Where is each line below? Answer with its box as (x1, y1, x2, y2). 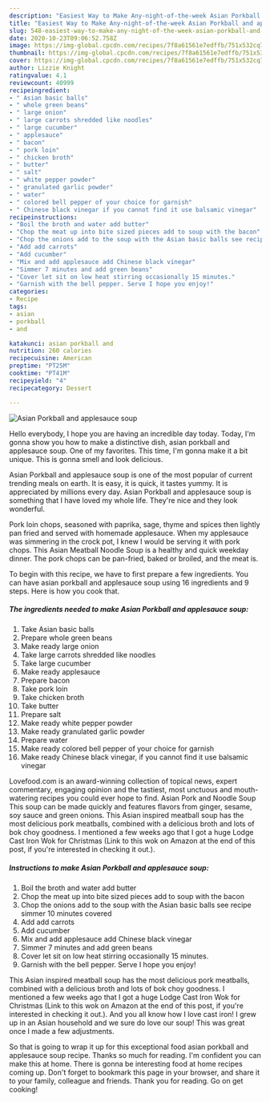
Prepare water (20, 735, 68, 745)
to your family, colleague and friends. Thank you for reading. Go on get (9, 1076, 244, 1086)
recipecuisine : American (9, 355, 92, 363)
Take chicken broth (20, 693, 85, 703)
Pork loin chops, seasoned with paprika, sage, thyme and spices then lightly (9, 519, 260, 529)
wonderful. (9, 504, 45, 513)
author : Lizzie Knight (9, 64, 85, 72)
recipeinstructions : (9, 213, 79, 221)
